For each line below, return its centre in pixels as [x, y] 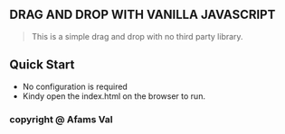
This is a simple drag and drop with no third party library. [137, 36]
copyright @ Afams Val [61, 119]
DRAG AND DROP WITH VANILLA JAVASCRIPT [142, 15]
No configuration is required [75, 86]
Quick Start [42, 65]
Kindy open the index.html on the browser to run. [114, 96]
